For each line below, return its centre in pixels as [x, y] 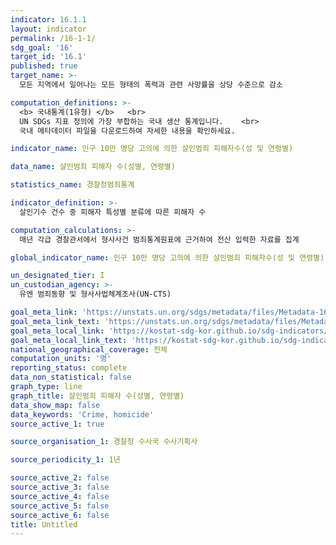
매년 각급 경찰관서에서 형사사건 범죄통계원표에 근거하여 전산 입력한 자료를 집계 [159, 239]
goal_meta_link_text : [55, 321]
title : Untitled [44, 524]
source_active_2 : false [60, 478]
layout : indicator [48, 29]
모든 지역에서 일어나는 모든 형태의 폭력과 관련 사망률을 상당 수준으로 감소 [151, 85]
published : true [44, 66]
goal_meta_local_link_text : [69, 340]
